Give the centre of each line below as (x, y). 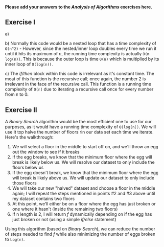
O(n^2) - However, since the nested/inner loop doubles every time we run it (81, 48)
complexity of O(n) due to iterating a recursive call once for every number (79, 89)
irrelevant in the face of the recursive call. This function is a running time (78, 84)
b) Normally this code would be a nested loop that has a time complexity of (81, 44)
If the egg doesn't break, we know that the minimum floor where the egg (85, 173)
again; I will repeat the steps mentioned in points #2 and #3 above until (84, 194)
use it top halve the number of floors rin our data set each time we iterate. (80, 132)
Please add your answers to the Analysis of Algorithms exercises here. (79, 7)
